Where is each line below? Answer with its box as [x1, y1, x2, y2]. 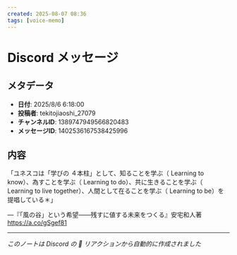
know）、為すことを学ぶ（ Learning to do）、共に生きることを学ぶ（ [7, 178, 203, 186]
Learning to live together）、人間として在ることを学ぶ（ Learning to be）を [7, 186, 224, 195]
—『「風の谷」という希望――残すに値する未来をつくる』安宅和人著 [7, 210, 202, 219]
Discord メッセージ [7, 49, 119, 66]
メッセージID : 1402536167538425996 [17, 126, 128, 135]
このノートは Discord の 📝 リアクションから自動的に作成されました [7, 239, 202, 248]
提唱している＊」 [7, 196, 57, 204]
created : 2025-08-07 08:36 [7, 10, 87, 18]
